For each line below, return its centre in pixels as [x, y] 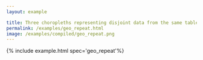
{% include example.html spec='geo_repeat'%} [65, 51]
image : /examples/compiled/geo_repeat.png [60, 34]
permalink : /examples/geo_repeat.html [55, 28]
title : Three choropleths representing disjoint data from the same [94, 22]
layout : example [27, 12]
